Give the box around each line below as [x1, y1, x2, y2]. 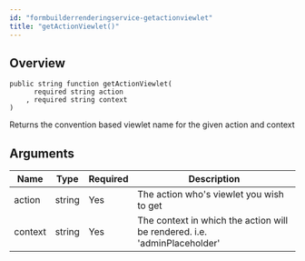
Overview [9, 55, 66, 71]
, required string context [25, 95, 128, 105]
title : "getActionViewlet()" [9, 22, 120, 31]
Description [188, 173, 241, 186]
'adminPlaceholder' [137, 237, 221, 250]
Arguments [9, 146, 75, 161]
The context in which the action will [137, 215, 289, 227]
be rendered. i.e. [137, 226, 207, 238]
